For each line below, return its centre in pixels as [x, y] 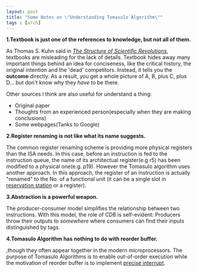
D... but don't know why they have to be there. [63, 83]
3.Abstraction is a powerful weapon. [52, 197]
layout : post [22, 12]
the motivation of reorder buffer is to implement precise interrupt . [86, 263]
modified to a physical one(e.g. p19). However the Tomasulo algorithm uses [98, 166]
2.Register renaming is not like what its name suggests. [76, 136]
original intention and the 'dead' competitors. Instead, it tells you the [90, 70]
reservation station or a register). [46, 185]
